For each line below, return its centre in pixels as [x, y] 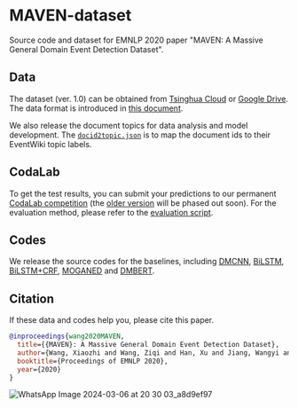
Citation [32, 298]
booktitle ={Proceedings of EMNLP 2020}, [93, 361]
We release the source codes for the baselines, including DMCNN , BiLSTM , [147, 262]
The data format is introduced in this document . [96, 108]
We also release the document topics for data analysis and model [129, 125]
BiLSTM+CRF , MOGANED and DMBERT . [82, 271]
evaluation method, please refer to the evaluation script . [111, 212]
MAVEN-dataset [71, 16]
